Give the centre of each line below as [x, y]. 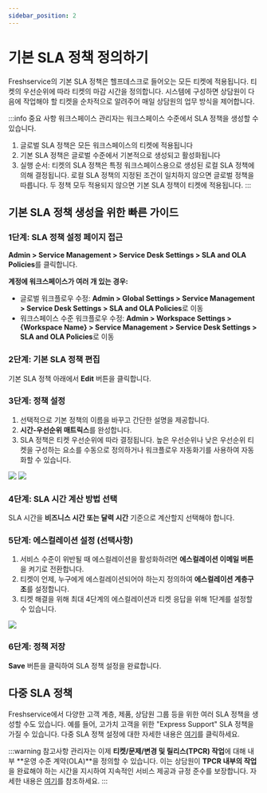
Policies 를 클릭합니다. [43, 265]
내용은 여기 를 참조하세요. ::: [65, 781]
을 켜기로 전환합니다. [52, 569]
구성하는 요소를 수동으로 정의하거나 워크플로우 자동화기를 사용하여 [137, 450]
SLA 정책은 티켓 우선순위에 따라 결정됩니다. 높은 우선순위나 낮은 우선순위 [133, 440]
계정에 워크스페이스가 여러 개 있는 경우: [69, 282]
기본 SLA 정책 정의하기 [79, 57]
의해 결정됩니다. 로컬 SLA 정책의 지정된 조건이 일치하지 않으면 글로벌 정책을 [137, 175]
